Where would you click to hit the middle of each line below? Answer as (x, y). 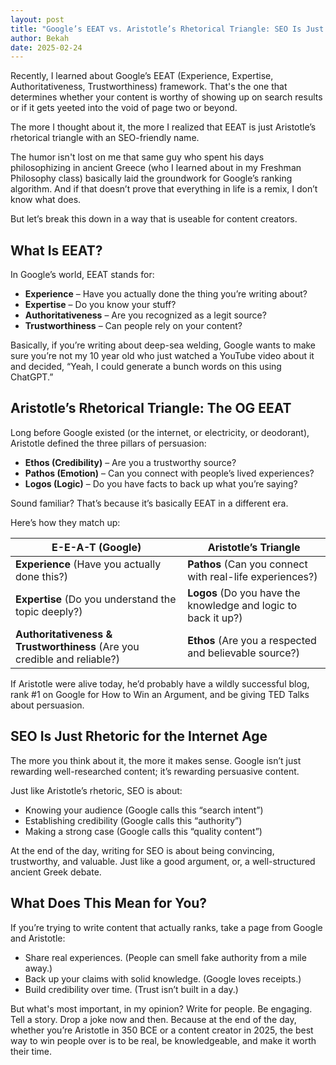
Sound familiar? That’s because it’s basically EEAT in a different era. (149, 503)
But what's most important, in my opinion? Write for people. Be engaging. (161, 1008)
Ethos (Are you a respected (252, 640)
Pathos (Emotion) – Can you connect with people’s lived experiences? (169, 473)
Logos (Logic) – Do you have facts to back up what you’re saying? (161, 483)
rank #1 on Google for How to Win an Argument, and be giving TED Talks (160, 694)
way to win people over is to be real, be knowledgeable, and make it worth (163, 1040)
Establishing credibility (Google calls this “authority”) (133, 820)
